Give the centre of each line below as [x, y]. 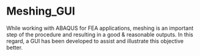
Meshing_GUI [41, 11]
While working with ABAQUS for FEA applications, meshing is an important [100, 28]
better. [15, 47]
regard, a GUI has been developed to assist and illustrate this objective [95, 41]
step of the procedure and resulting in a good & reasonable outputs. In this [100, 34]
